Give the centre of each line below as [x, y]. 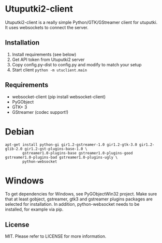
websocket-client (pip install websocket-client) [59, 97]
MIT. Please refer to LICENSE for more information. [56, 236]
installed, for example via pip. [34, 210]
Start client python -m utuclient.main [49, 70]
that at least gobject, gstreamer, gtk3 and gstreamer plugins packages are [79, 199]
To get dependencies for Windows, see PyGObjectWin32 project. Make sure [81, 194]
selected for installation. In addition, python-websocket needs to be [72, 204]
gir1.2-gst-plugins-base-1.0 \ [56, 149]
